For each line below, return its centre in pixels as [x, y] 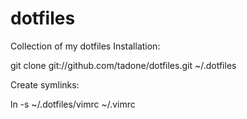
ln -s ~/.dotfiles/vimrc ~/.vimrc [73, 104]
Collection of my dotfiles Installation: [85, 46]
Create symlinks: [45, 84]
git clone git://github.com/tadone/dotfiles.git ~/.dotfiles [123, 65]
